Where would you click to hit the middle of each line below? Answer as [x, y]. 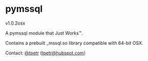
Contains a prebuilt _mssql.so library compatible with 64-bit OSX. [74, 43]
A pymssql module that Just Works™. [44, 33]
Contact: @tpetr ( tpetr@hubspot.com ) [46, 53]
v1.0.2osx [15, 23]
